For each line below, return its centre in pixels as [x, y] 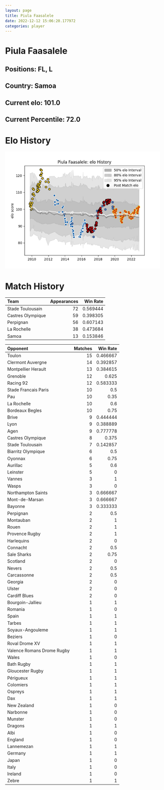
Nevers [14, 568]
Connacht [17, 547]
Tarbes [14, 623]
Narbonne [17, 712]
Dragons [16, 726]
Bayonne [16, 506]
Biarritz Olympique [26, 452]
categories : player [25, 26]
